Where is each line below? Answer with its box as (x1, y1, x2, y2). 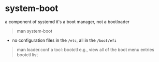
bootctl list (16, 51, 38, 58)
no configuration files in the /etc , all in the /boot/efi (12, 37, 117, 43)
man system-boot (16, 28, 53, 34)
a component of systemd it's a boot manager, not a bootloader (5, 19, 130, 25)
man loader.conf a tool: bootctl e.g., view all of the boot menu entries (16, 47, 155, 52)
